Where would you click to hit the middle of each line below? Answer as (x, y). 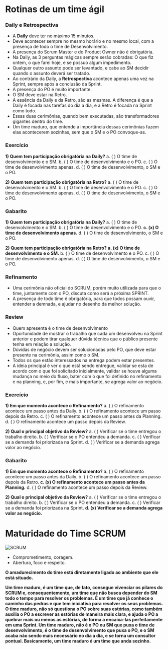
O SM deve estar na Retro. (40, 95)
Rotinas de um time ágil (55, 9)
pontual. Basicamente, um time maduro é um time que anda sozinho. (78, 641)
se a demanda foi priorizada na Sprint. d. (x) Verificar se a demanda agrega (84, 508)
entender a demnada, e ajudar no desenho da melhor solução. (77, 304)
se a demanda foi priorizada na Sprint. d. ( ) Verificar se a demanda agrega (82, 442)
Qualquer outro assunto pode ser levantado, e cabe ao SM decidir (80, 68)
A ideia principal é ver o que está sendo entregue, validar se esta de (83, 366)
